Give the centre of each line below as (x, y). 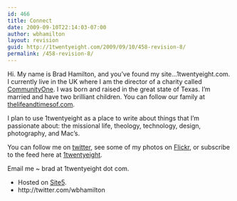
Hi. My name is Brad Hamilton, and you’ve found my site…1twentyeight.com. (119, 74)
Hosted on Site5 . (42, 182)
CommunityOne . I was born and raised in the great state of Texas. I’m (109, 89)
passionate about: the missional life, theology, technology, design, (104, 125)
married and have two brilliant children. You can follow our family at (106, 96)
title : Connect (30, 21)
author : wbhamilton (36, 34)
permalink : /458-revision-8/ (51, 54)
